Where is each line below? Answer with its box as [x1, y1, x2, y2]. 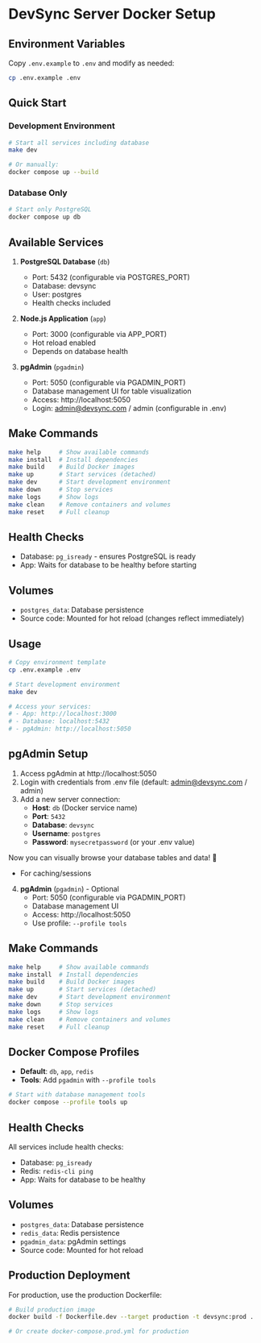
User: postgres [31, 289, 82, 299]
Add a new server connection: [19, 794, 121, 804]
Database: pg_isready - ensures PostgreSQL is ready [19, 551, 196, 561]
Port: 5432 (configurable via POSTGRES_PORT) [31, 272, 191, 282]
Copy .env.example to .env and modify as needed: [8, 58, 175, 68]
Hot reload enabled [31, 338, 97, 347]
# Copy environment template [8, 659, 106, 667]
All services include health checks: [8, 1141, 124, 1151]
